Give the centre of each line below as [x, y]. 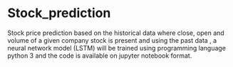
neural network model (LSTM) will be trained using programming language [117, 48]
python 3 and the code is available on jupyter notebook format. [100, 56]
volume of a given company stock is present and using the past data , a [112, 40]
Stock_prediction [59, 13]
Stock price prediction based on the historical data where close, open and [116, 33]
